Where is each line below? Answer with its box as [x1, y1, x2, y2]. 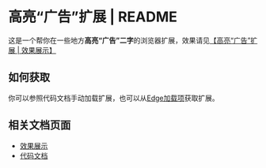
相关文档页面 [8, 118, 71, 132]
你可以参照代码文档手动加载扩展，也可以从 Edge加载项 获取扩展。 [8, 93, 219, 103]
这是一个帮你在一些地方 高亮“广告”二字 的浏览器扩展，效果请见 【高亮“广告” [8, 35, 251, 45]
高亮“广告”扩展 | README [8, 8, 178, 26]
